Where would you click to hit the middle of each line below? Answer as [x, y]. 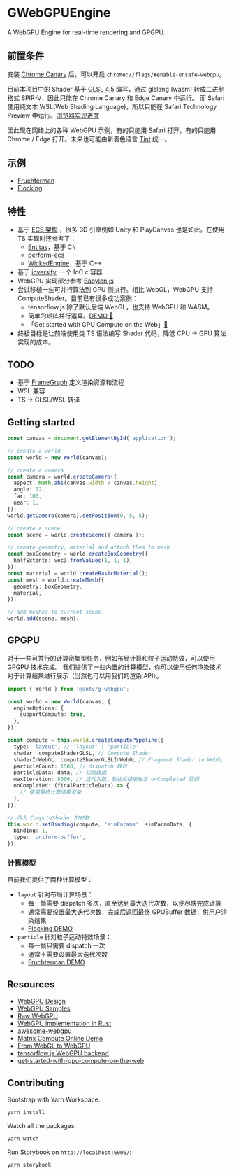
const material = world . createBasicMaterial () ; [78, 573]
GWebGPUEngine [59, 13]
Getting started [41, 422]
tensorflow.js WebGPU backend [63, 1053]
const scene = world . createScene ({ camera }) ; [76, 535]
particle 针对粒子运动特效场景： [65, 937]
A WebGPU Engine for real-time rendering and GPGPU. [86, 32]
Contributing [36, 1083]
